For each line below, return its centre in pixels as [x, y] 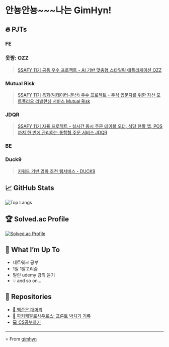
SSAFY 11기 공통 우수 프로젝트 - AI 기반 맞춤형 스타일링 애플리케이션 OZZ [90, 70]
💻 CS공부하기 [27, 322]
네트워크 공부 [25, 262]
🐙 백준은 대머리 [27, 309]
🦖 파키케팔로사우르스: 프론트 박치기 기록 [52, 316]
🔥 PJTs [16, 29]
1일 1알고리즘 [25, 269]
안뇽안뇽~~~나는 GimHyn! [58, 10]
